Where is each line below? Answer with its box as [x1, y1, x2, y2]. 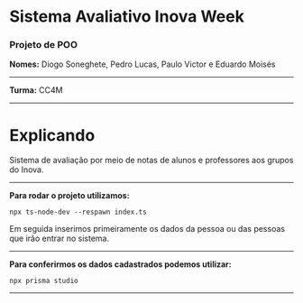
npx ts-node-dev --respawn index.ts [9, 207, 147, 217]
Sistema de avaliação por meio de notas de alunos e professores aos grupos [9, 155, 294, 166]
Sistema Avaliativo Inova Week [9, 6, 245, 27]
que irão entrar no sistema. [9, 233, 110, 244]
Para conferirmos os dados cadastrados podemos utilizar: [9, 259, 232, 270]
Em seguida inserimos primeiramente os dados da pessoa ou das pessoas [9, 224, 286, 234]
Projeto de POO [9, 39, 78, 51]
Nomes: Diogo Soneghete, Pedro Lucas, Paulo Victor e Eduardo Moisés [9, 59, 277, 69]
